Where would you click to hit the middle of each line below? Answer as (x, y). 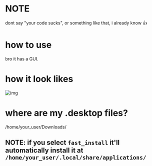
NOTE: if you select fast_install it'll (62, 143)
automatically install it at (44, 150)
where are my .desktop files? (67, 113)
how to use (28, 45)
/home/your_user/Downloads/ (36, 127)
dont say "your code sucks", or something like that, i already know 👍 (76, 22)
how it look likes (39, 79)
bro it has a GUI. (22, 58)
